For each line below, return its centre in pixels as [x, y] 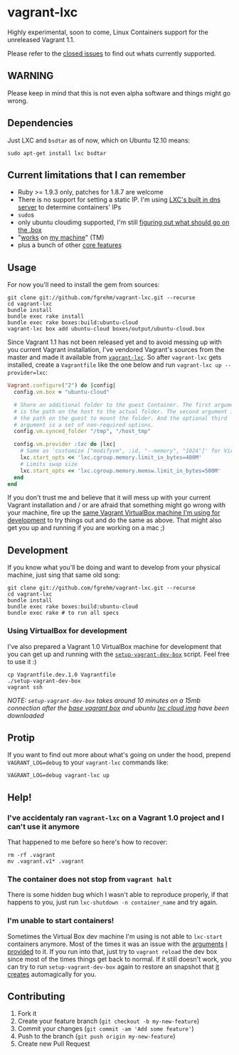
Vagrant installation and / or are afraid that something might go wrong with [117, 505]
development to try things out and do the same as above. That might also [115, 520]
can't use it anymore [44, 826]
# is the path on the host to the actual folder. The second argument [121, 411]
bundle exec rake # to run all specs [63, 613]
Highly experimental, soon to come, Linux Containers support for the [108, 32]
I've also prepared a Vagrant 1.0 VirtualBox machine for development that [115, 646]
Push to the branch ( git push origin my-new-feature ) [96, 1036]
